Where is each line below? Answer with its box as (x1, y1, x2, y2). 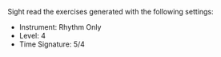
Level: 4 (18, 31, 46, 40)
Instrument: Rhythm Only (18, 22, 102, 31)
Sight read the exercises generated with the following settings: (7, 7, 214, 16)
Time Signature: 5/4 (18, 39, 86, 49)
